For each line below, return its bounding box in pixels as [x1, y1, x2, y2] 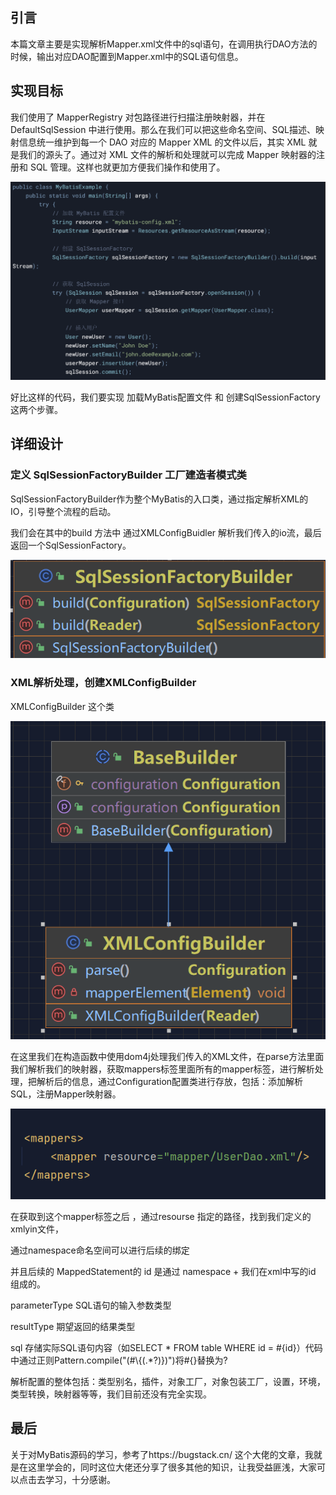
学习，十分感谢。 [44, 1473, 116, 1485]
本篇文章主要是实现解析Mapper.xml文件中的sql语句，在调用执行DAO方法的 [10, 38, 318, 50]
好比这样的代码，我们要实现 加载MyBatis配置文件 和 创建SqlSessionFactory [10, 391, 321, 403]
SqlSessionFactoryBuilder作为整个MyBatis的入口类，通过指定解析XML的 [10, 493, 309, 505]
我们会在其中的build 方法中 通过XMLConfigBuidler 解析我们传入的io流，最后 [10, 526, 322, 538]
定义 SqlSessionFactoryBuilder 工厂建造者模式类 [10, 468, 247, 482]
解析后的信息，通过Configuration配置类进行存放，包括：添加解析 [36, 1076, 304, 1088]
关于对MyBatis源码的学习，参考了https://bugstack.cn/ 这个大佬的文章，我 [10, 1448, 314, 1460]
